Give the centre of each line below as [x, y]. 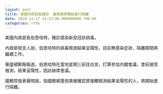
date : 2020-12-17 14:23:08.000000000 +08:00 [51, 19]
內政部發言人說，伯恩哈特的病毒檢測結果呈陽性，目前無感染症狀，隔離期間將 [81, 48]
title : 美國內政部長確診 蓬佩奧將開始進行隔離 [47, 14]
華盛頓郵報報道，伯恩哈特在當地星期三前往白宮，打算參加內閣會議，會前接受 [81, 64]
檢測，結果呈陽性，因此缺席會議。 [39, 71]
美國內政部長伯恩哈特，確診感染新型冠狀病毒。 [52, 38]
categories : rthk [23, 23]
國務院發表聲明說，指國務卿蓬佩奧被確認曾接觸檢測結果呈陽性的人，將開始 [79, 81]
